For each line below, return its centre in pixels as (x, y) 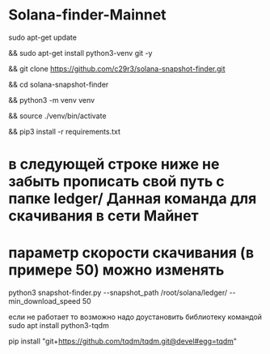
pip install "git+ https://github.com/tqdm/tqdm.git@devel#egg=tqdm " (122, 341)
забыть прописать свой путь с (116, 182)
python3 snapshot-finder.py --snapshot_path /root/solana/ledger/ (118, 292)
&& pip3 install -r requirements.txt (65, 131)
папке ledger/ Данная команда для (133, 199)
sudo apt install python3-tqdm (59, 326)
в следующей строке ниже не (114, 164)
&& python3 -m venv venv (52, 100)
